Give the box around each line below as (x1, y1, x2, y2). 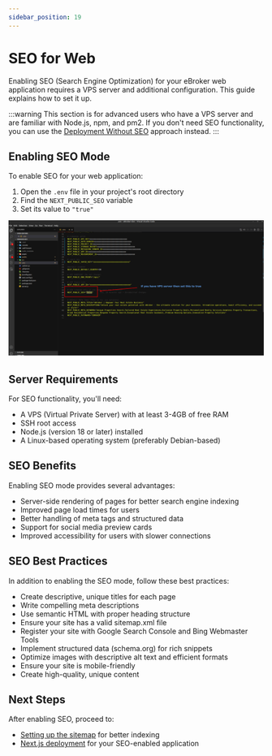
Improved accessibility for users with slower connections (19, 530, 211, 540)
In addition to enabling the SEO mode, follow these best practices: (8, 576, 230, 585)
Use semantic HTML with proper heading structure (19, 609, 191, 619)
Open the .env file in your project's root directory (19, 187, 184, 197)
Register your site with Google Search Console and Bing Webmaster (19, 626, 248, 636)
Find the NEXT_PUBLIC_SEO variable (19, 196, 133, 205)
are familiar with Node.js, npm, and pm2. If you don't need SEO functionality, (8, 118, 265, 127)
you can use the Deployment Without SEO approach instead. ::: (8, 126, 219, 136)
